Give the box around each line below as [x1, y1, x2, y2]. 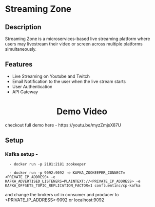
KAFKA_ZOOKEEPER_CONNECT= [72, 170, 125, 175]
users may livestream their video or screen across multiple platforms [5, 41, 143, 47]
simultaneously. [5, 46, 37, 52]
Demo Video [56, 106, 108, 117]
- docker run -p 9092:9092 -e [9, 170, 71, 175]
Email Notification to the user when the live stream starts [12, 78, 126, 84]
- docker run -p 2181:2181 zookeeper [9, 162, 86, 167]
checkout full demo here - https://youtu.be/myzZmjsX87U [5, 122, 121, 128]
